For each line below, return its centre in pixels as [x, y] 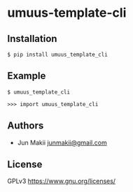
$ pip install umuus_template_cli [58, 54]
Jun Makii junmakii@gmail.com [62, 142]
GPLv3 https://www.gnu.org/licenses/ [62, 181]
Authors [26, 126]
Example [27, 76]
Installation [32, 39]
